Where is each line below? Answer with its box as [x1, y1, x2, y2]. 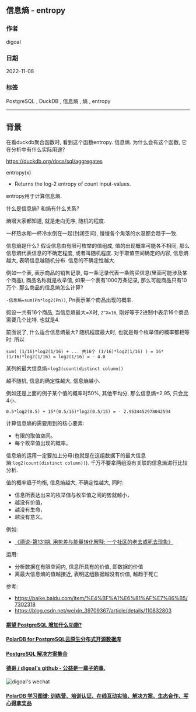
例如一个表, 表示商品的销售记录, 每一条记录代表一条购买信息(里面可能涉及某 [6, 269, 188, 276]
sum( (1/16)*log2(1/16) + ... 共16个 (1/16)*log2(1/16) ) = [6, 349, 153, 355]
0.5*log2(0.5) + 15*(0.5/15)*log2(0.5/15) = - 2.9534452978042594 [6, 409, 171, 415]
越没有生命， [14, 506, 45, 514]
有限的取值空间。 [14, 432, 56, 439]
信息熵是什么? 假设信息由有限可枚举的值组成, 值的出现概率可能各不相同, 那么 [6, 242, 190, 249]
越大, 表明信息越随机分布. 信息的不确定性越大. [6, 257, 116, 264]
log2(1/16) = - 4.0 [58, 354, 106, 360]
